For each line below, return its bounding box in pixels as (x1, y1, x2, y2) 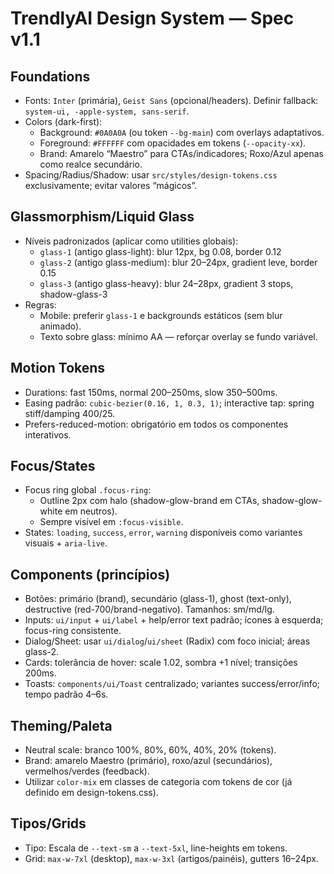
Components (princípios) (10, 566, 171, 583)
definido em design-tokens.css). (24, 787, 159, 799)
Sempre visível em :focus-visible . (39, 516, 184, 528)
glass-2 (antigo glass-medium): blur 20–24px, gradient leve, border (39, 256, 318, 268)
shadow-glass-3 (39, 288, 108, 300)
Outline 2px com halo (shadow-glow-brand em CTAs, (39, 495, 260, 507)
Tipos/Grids (10, 815, 87, 832)
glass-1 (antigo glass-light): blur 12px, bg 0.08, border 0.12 (39, 245, 282, 257)
